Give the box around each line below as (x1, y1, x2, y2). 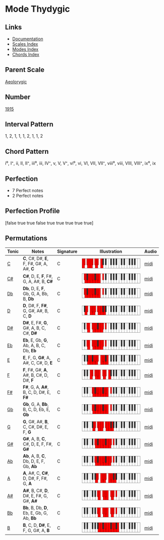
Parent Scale (5, 66, 45, 74)
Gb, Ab (22, 464, 38, 469)
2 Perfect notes (12, 193, 43, 199)
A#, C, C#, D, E (22, 360, 53, 366)
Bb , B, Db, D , (22, 505, 48, 511)
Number (5, 93, 31, 101)
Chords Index (12, 51, 40, 57)
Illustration (100, 248, 123, 254)
